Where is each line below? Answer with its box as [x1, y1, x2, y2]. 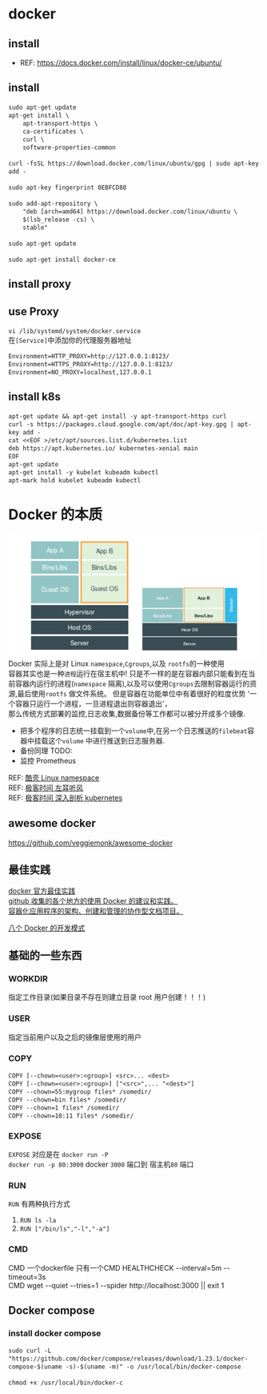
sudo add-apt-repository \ [8, 199, 98, 207]
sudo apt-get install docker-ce [8, 256, 116, 264]
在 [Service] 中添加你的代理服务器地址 [8, 336, 132, 345]
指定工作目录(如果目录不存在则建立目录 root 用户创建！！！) [8, 993, 206, 1002]
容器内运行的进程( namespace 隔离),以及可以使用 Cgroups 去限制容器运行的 [14, 679, 250, 688]
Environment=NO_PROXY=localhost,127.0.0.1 [8, 369, 152, 377]
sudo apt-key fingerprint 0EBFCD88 [8, 183, 127, 191]
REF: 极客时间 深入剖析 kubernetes [8, 792, 123, 802]
